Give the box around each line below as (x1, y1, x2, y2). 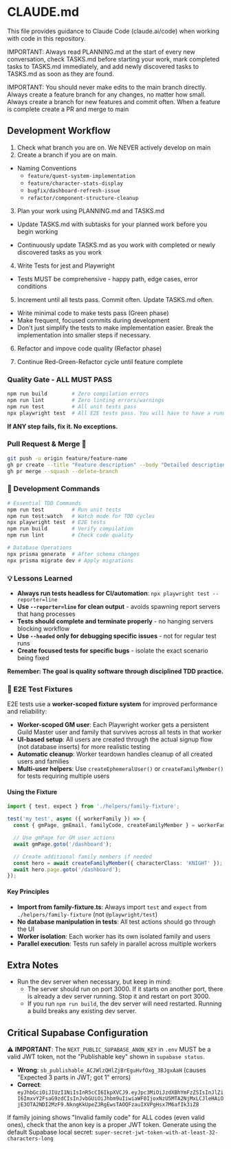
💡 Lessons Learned (7, 573, 73, 583)
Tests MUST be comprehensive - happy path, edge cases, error (16, 274, 198, 283)
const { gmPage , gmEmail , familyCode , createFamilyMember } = (13, 822, 195, 829)
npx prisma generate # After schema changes (7, 550, 140, 557)
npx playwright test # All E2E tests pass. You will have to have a (7, 410, 211, 417)
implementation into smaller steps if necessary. (16, 330, 151, 339)
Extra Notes (7, 959, 58, 971)
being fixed (16, 653, 49, 662)
